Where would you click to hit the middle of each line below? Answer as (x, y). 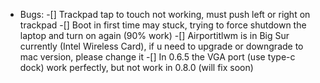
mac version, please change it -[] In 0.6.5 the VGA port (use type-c (157, 57)
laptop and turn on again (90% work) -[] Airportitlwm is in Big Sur (154, 35)
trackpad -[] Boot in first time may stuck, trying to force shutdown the (163, 25)
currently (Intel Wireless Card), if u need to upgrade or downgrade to (161, 46)
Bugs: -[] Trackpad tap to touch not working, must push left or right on (165, 14)
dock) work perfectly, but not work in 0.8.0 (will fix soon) (136, 67)
